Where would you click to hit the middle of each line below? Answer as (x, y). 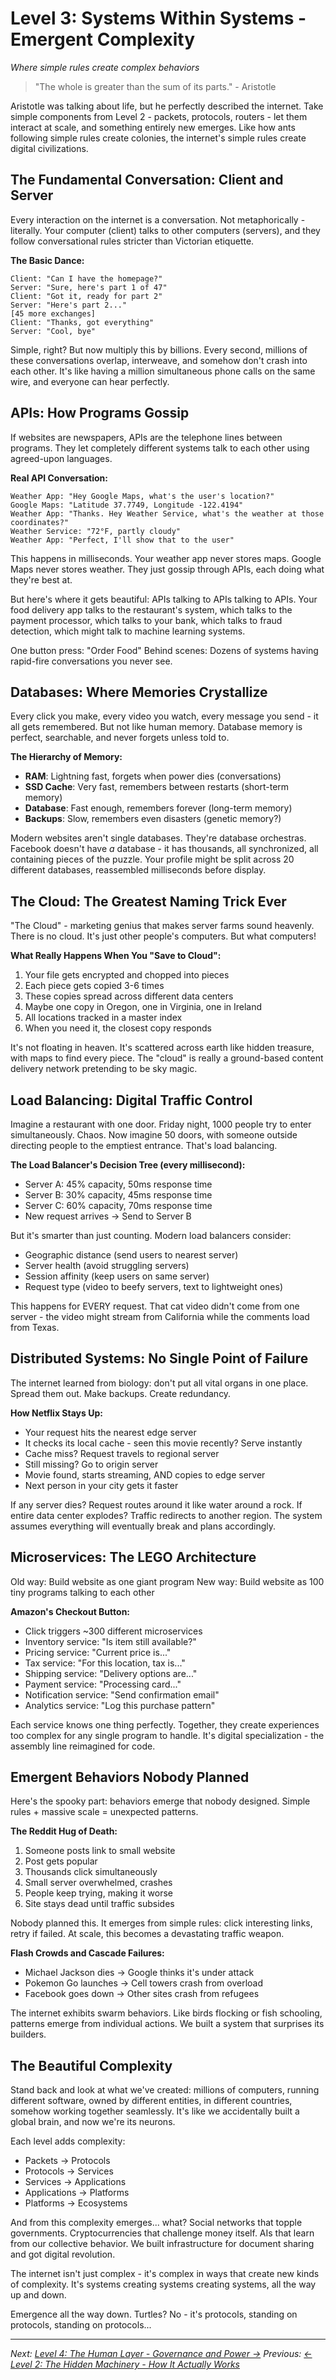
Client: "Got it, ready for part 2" (86, 296)
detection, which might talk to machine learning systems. (128, 631)
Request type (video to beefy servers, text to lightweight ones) (153, 1286)
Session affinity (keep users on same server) (117, 1276)
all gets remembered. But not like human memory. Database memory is (156, 727)
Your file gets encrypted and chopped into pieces (127, 975)
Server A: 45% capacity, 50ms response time (118, 1184)
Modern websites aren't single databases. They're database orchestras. (158, 838)
